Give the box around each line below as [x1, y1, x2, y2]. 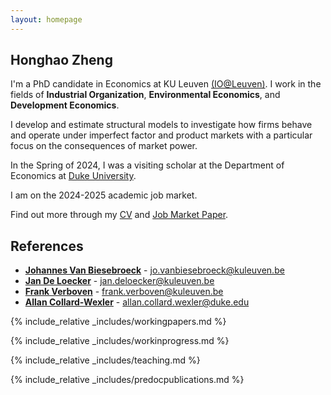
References [10, 237, 84, 255]
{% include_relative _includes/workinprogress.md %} [10, 335, 230, 347]
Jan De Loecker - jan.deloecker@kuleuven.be [24, 275, 215, 287]
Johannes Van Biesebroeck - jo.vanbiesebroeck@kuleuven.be [24, 264, 285, 276]
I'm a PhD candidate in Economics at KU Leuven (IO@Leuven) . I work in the [10, 78, 322, 90]
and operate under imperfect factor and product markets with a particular [10, 129, 313, 141]
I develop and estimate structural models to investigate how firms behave [10, 119, 313, 131]
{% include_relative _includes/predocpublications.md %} [10, 374, 245, 386]
